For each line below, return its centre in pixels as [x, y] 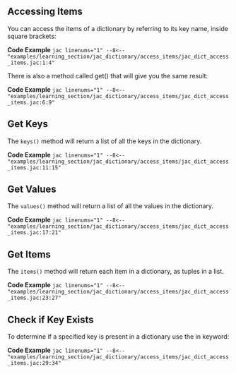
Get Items [29, 254]
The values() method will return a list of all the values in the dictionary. [111, 206]
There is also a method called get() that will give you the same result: [108, 76]
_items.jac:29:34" [34, 363]
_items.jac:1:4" [31, 63]
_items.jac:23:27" [34, 298]
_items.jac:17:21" [34, 233]
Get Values [32, 189]
